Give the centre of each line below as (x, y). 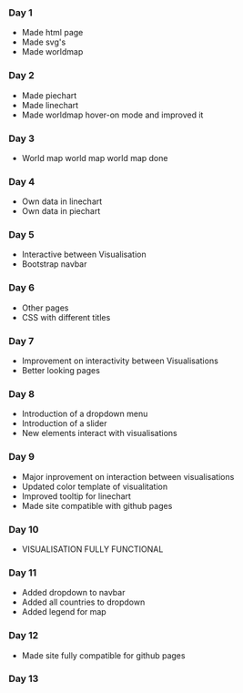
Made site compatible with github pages (97, 505)
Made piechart (49, 95)
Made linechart (50, 105)
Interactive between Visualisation (84, 255)
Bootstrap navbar (54, 264)
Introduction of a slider (64, 423)
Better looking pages (61, 371)
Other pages (45, 308)
